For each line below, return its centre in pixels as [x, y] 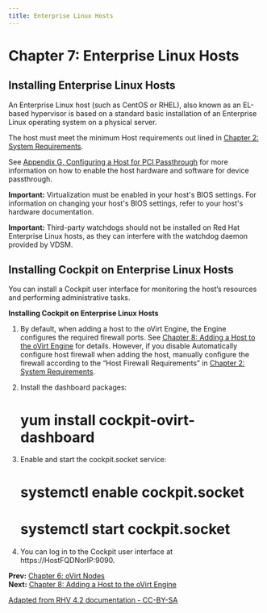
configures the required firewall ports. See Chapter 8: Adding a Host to [138, 338]
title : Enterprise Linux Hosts [61, 16]
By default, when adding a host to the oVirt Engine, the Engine [123, 329]
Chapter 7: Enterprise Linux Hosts [124, 55]
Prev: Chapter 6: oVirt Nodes [56, 575]
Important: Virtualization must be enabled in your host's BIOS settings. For [132, 194]
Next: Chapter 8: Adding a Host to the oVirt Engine [93, 584]
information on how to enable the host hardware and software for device [129, 170]
